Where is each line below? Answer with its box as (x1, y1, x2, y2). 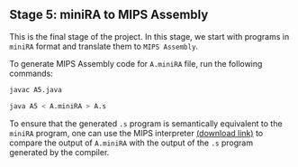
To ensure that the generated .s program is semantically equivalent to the (9, 117, 283, 129)
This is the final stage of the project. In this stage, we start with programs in (9, 31, 290, 42)
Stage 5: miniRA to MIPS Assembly (9, 7, 209, 23)
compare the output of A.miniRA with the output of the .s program (9, 137, 254, 148)
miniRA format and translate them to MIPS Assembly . (9, 41, 199, 51)
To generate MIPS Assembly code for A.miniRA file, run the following (9, 58, 263, 69)
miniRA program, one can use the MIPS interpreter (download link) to (9, 127, 264, 138)
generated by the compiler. (9, 146, 110, 157)
